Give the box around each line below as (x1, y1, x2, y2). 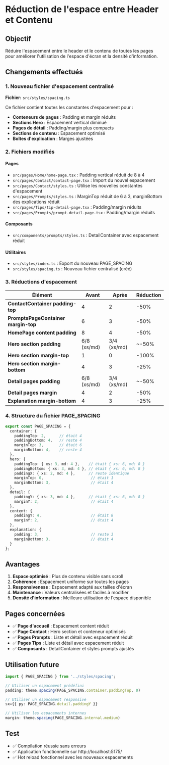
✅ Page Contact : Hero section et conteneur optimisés (12, 629, 126, 635)
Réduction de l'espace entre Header (5, 4, 159, 15)
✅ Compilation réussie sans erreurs (12, 743, 87, 749)
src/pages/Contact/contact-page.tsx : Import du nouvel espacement (12, 177, 155, 183)
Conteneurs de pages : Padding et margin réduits (12, 114, 116, 120)
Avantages (5, 560, 40, 568)
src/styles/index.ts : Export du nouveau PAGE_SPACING (12, 260, 132, 266)
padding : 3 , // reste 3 (14, 532, 114, 537)
